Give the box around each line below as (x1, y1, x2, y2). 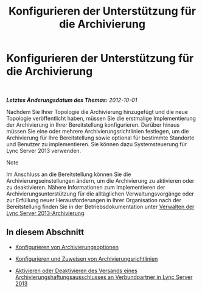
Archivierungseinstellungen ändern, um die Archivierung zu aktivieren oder (6, 177, 195, 184)
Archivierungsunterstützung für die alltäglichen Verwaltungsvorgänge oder (6, 190, 195, 197)
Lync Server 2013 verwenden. (6, 147, 82, 154)
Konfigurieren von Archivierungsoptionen (15, 243, 119, 250)
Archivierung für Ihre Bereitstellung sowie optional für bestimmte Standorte (6, 134, 195, 141)
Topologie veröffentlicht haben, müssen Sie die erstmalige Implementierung (6, 115, 197, 122)
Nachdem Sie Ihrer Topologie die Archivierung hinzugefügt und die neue (6, 108, 189, 115)
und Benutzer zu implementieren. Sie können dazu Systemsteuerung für (6, 140, 187, 147)
